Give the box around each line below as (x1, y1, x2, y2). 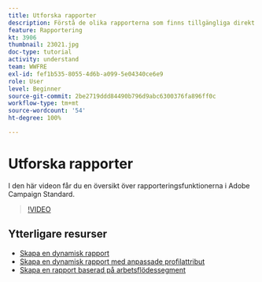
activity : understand (8, 56, 79, 64)
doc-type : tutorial (8, 48, 72, 56)
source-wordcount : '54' (8, 107, 87, 115)
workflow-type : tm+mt (8, 99, 79, 107)
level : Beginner (8, 84, 61, 93)
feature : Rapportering (8, 26, 83, 34)
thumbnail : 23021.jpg (8, 41, 79, 49)
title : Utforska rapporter (8, 11, 97, 20)
